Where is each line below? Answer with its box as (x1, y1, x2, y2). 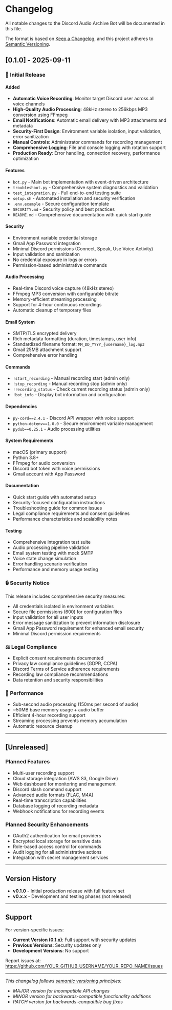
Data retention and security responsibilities (12, 676, 103, 683)
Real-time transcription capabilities (12, 797, 87, 803)
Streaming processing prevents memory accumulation (12, 718, 127, 724)
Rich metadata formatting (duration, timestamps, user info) (12, 336, 137, 342)
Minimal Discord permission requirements (12, 630, 101, 636)
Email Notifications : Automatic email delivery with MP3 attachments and (12, 117, 166, 123)
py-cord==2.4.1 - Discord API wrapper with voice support (12, 415, 134, 421)
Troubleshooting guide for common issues (12, 505, 102, 511)
